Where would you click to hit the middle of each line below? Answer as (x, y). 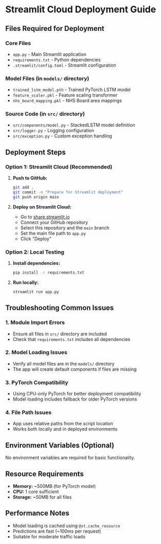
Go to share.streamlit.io (45, 216)
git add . (23, 188)
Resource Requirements (45, 474)
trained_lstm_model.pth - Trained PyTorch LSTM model (72, 90)
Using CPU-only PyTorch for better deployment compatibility (77, 394)
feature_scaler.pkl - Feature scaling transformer (65, 95)
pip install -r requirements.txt (48, 273)
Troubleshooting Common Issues (59, 308)
